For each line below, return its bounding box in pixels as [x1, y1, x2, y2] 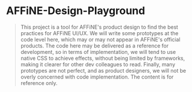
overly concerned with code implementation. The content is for [20, 73, 174, 80]
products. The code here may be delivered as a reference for [20, 42, 169, 49]
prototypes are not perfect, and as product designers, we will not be [20, 67, 187, 74]
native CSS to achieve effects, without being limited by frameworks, [20, 54, 186, 62]
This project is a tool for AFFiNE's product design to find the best [20, 23, 178, 30]
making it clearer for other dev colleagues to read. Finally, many [20, 60, 176, 68]
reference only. [20, 79, 58, 86]
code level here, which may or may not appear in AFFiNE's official [20, 36, 181, 43]
